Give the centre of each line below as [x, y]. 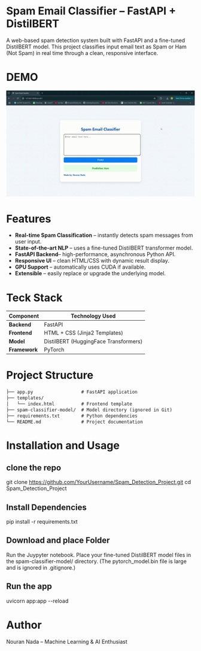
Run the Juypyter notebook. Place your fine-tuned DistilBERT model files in [99, 555]
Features [29, 219]
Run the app [29, 587]
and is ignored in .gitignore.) [41, 567]
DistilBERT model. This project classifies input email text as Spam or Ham [96, 47]
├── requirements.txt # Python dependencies [72, 416]
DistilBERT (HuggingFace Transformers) [93, 341]
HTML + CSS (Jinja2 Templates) [84, 333]
